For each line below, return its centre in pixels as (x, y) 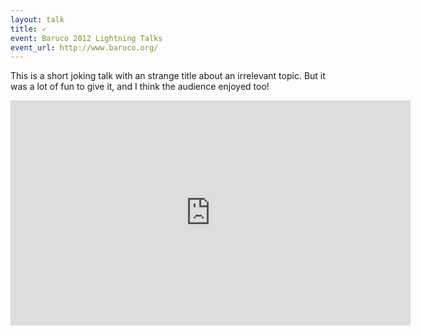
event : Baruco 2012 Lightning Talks (86, 38)
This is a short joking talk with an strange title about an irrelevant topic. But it (168, 76)
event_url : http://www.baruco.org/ (84, 47)
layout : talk (37, 19)
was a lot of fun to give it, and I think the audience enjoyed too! (140, 87)
